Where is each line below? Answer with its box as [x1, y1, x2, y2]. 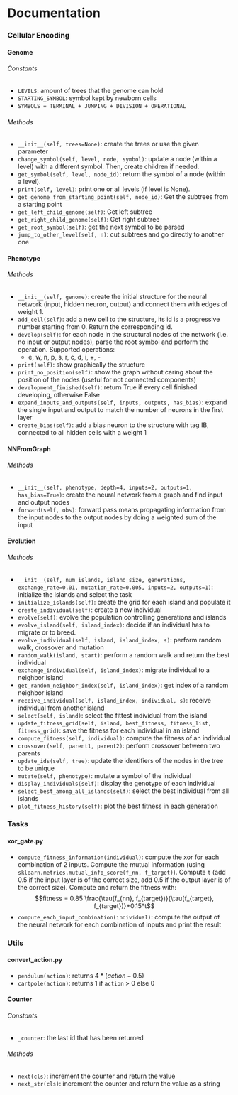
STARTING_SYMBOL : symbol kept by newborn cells [17, 94, 157, 102]
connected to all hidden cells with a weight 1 [17, 428, 147, 436]
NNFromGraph [7, 444, 51, 453]
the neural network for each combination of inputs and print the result [17, 920, 222, 929]
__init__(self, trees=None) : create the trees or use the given [17, 140, 200, 149]
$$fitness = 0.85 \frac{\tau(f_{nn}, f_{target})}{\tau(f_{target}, [34, 894, 215, 902]
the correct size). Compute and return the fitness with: [17, 883, 177, 891]
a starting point [17, 200, 62, 209]
